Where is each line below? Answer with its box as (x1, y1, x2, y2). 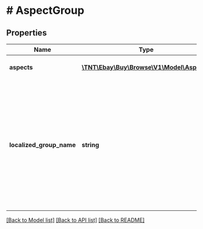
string (81, 141, 100, 149)
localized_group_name (9, 141, 76, 149)
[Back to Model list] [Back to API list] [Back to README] (6, 216, 145, 224)
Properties (6, 28, 47, 38)
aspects (9, 63, 33, 71)
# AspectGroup (6, 4, 85, 17)
